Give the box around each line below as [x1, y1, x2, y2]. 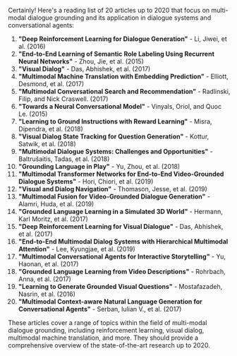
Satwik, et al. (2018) [18, 140, 76, 148]
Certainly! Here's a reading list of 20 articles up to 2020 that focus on [8, 6, 210, 14]
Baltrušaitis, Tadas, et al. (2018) [18, 155, 110, 163]
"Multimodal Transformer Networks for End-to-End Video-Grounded [18, 170, 224, 178]
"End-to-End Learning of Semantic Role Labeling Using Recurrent [18, 49, 214, 58]
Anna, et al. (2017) [18, 275, 71, 283]
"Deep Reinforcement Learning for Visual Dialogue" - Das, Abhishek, [18, 222, 224, 230]
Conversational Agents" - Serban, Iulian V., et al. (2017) [18, 305, 182, 313]
